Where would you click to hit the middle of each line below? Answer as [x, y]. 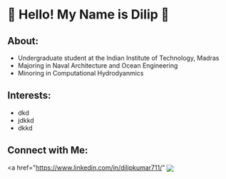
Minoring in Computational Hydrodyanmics [81, 73]
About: [23, 41]
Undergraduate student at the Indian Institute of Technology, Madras [118, 58]
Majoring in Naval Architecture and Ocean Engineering [98, 66]
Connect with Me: [48, 150]
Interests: [29, 96]
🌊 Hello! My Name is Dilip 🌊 [88, 15]
